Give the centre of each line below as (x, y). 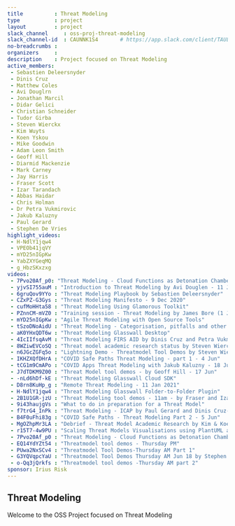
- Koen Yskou (29, 137)
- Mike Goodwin (32, 144)
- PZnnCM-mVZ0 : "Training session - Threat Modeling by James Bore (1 (117, 313)
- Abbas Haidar (32, 196)
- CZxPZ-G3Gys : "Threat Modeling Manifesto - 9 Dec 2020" (98, 300)
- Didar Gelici (32, 105)
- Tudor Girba (31, 118)
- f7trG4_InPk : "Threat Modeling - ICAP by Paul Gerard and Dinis (111, 411)
